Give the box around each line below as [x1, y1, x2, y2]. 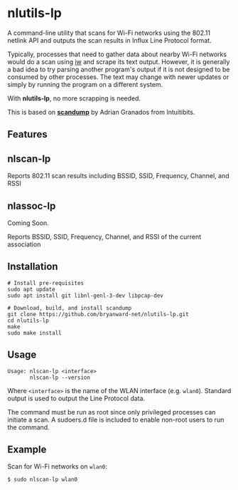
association [7, 240, 41, 249]
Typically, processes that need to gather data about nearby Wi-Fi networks [7, 50, 227, 58]
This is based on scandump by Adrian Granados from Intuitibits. [7, 108, 195, 116]
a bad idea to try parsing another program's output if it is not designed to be [7, 65, 230, 73]
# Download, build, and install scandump [7, 304, 132, 311]
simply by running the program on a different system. [7, 80, 163, 88]
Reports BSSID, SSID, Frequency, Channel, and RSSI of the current [7, 232, 202, 241]
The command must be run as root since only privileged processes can [7, 407, 216, 416]
